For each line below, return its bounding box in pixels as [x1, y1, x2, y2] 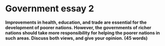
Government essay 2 [5, 3, 94, 14]
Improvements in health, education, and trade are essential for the [5, 19, 147, 25]
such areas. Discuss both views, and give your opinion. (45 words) [5, 35, 148, 41]
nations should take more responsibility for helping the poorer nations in [5, 30, 160, 36]
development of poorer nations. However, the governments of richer [5, 24, 151, 30]
